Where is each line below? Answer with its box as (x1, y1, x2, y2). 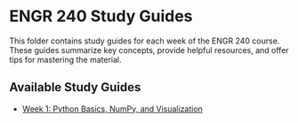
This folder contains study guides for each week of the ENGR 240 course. (9, 35, 280, 46)
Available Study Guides (9, 80, 141, 95)
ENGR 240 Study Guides (9, 6, 193, 27)
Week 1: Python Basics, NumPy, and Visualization (21, 104, 203, 114)
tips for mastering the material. (9, 54, 122, 65)
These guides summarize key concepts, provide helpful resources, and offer (9, 44, 289, 55)
